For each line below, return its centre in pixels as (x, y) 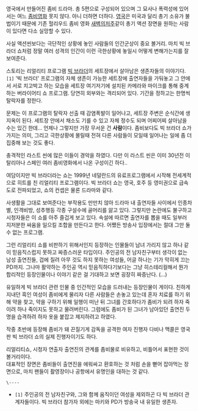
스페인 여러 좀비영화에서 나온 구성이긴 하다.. (77, 163)
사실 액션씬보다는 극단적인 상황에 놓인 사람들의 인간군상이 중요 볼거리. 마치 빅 (95, 44)
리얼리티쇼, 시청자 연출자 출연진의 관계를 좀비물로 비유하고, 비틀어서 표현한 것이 (98, 349)
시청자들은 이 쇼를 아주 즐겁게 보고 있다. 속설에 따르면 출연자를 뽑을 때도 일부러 (97, 217)
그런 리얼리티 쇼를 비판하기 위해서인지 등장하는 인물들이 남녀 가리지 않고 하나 (95, 245)
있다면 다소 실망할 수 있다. (42, 31)
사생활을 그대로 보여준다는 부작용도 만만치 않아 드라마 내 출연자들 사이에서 (91, 203)
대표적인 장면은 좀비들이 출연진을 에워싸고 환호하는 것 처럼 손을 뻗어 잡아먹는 (95, 364)
